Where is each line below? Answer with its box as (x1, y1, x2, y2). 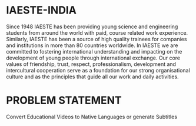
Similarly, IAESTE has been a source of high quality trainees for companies (6, 35, 187, 42)
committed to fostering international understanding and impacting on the (6, 48, 182, 55)
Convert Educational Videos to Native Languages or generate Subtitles (6, 113, 178, 120)
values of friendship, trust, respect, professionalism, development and (6, 60, 177, 68)
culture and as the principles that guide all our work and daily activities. (6, 73, 179, 80)
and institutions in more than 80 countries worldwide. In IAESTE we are (6, 42, 178, 49)
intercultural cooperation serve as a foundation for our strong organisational (6, 67, 190, 74)
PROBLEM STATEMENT (6, 94, 122, 107)
